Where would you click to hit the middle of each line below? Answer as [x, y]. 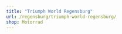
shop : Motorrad [25, 22]
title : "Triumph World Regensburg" [50, 11]
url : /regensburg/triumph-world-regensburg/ [61, 17]
